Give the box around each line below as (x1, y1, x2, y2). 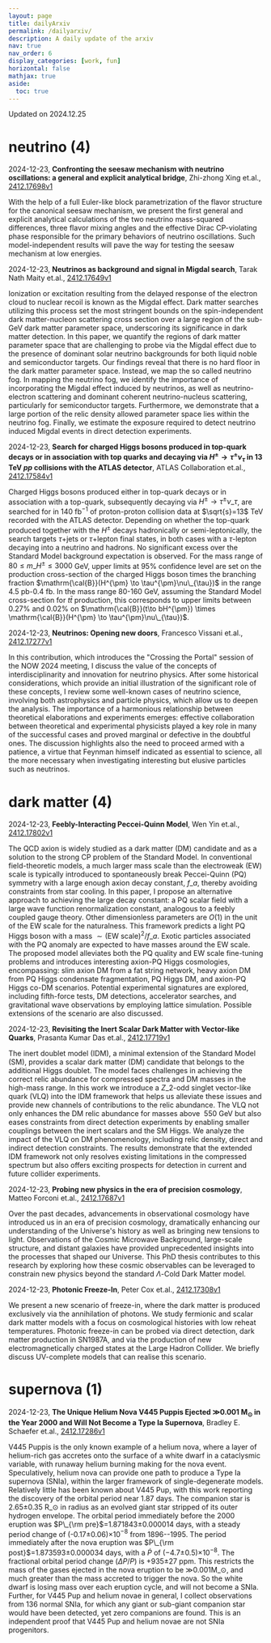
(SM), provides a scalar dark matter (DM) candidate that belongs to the (8, 1057, 245, 1067)
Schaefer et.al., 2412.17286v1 (8, 1426, 105, 1436)
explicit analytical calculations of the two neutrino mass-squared (8, 214, 224, 224)
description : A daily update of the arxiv (8, 34, 154, 43)
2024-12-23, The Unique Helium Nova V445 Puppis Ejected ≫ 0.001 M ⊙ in (8, 1407, 261, 1419)
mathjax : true (8, 72, 57, 80)
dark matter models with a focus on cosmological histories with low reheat (8, 1317, 256, 1327)
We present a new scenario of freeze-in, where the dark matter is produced (8, 1300, 260, 1310)
